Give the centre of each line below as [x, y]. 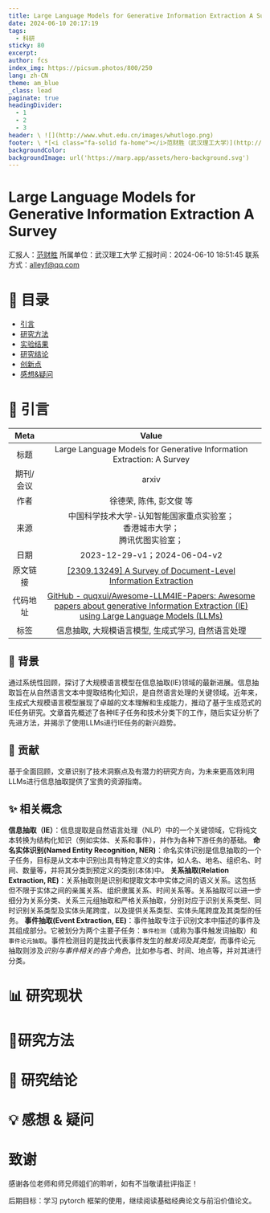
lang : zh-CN [28, 76]
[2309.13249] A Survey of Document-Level [151, 571]
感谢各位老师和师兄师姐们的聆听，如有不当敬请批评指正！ [103, 1184]
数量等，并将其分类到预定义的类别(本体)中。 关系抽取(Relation [125, 870]
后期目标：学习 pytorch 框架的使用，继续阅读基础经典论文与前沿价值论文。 [132, 1201]
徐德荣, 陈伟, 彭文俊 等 [151, 501]
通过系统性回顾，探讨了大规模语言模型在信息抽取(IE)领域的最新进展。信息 [130, 682]
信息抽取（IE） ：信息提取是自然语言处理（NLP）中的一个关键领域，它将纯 [129, 830]
